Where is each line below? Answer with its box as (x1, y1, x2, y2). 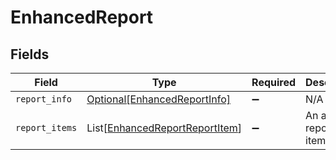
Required (251, 76, 297, 89)
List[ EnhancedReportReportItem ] (86, 121, 243, 135)
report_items (15, 122, 78, 133)
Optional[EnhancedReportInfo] (86, 92, 232, 106)
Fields (10, 46, 50, 63)
